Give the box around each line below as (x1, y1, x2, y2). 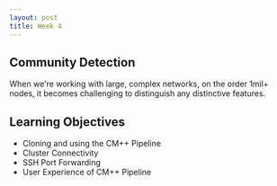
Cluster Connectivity (22, 147, 99, 158)
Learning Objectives (9, 114, 126, 129)
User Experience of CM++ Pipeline (22, 167, 152, 178)
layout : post (9, 13, 58, 22)
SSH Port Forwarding (22, 157, 102, 168)
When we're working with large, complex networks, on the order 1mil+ (9, 78, 269, 90)
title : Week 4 (9, 22, 63, 31)
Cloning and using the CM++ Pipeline (22, 138, 162, 149)
